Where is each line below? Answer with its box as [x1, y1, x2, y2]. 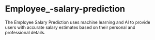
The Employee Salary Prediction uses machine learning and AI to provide [5, 19, 151, 25]
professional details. [5, 29, 46, 35]
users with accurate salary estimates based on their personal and [5, 24, 136, 30]
